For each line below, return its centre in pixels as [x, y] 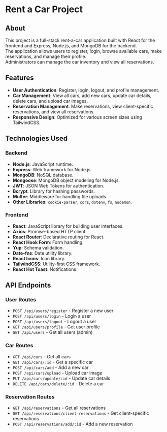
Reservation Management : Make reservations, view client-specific [83, 106]
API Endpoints [28, 285]
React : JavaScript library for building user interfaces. [68, 226]
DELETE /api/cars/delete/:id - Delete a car [58, 383]
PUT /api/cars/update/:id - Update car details [61, 378]
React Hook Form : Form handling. [48, 242]
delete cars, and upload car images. [50, 101]
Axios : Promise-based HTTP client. [50, 231]
